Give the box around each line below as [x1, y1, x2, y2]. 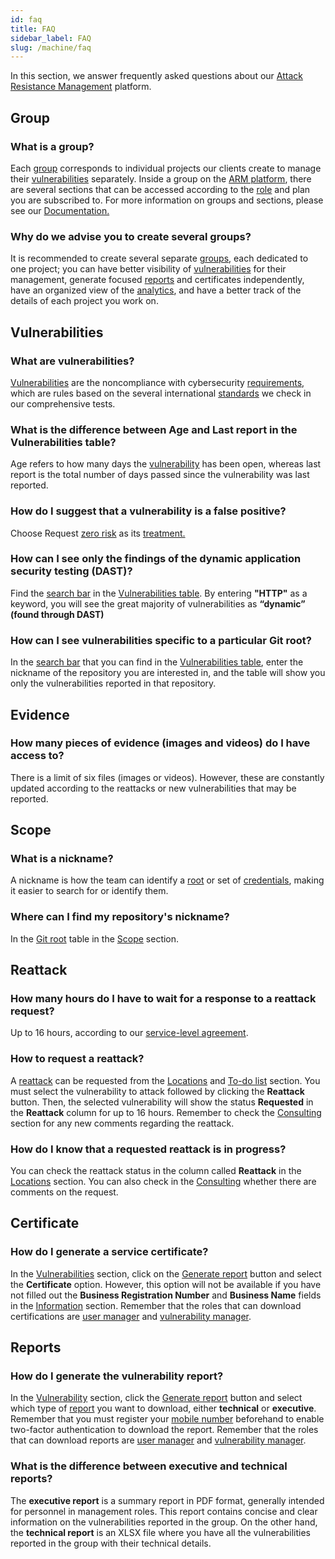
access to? [10, 749, 65, 763]
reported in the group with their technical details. [10, 1537, 212, 1549]
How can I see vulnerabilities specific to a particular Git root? [10, 633, 312, 647]
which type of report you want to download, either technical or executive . [10, 1402, 317, 1415]
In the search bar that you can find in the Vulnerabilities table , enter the [10, 656, 304, 668]
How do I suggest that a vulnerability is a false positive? [10, 504, 287, 518]
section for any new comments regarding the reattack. [10, 1117, 235, 1129]
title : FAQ [10, 24, 56, 34]
